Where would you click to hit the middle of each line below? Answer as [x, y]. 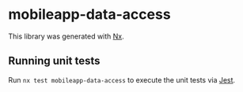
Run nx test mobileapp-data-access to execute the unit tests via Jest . [122, 79]
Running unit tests [54, 61]
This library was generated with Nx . [66, 36]
